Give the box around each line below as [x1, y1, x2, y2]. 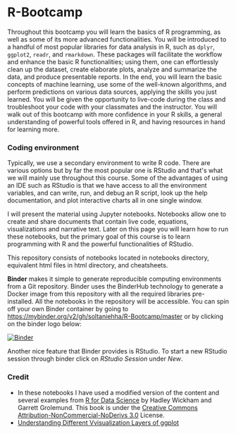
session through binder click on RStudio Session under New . [7, 354, 183, 363]
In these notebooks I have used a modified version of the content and [17, 388, 220, 397]
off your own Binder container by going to [7, 305, 129, 313]
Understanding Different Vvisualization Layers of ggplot [17, 418, 180, 427]
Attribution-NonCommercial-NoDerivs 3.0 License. [17, 411, 166, 419]
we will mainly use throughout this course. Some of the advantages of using [7, 174, 228, 182]
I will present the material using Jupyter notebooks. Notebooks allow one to [7, 210, 227, 219]
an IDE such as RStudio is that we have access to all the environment [7, 181, 207, 190]
